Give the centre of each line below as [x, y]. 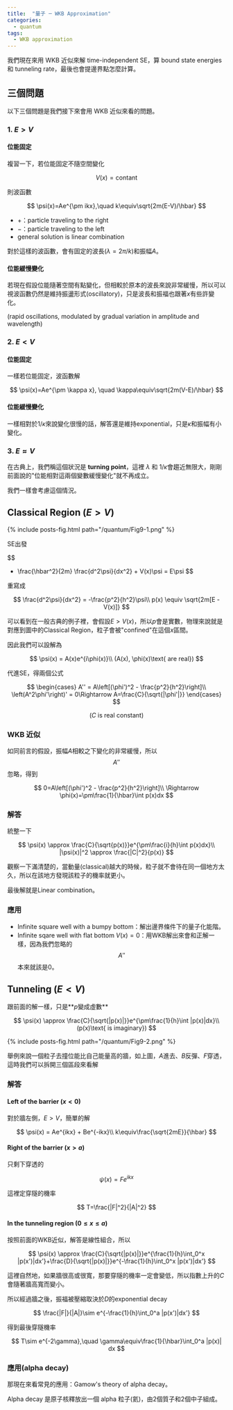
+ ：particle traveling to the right [63, 221]
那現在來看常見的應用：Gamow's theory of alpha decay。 [89, 1384]
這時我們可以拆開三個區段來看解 [53, 1065]
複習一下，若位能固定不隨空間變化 [56, 164]
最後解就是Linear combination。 [53, 890]
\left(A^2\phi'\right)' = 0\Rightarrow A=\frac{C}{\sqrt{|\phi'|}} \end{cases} [116, 694]
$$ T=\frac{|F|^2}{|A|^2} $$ [116, 1207]
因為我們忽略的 [51, 944]
